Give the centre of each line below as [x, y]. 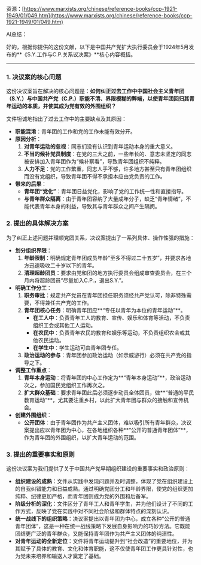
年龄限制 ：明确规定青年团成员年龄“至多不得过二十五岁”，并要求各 [105, 258]
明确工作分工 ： [33, 288]
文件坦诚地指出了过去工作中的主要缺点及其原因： [66, 119]
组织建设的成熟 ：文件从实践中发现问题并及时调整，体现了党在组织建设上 [104, 481]
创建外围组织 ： [33, 415]
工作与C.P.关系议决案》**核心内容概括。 [86, 54]
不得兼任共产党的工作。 [63, 303]
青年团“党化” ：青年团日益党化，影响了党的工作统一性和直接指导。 [105, 192]
